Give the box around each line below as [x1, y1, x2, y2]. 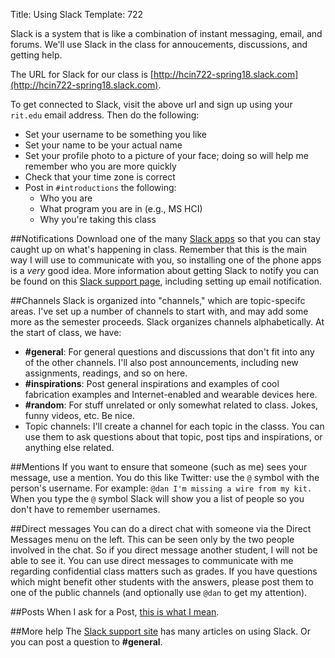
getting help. [10, 49, 63, 61]
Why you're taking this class [39, 214, 157, 225]
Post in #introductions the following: [24, 182, 177, 193]
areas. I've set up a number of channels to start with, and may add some [10, 305, 309, 317]
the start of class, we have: [10, 327, 122, 338]
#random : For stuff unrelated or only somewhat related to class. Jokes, [24, 399, 319, 411]
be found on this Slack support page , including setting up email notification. [10, 275, 323, 287]
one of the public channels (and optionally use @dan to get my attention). [10, 587, 308, 598]
